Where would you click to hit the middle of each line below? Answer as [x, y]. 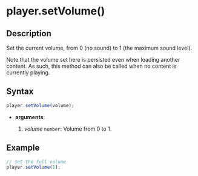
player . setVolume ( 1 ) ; [34, 168]
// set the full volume [36, 161]
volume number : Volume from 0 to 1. [68, 129]
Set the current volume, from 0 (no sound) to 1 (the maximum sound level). [99, 48]
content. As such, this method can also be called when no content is [91, 66]
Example [23, 148]
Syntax [20, 92]
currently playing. [28, 73]
